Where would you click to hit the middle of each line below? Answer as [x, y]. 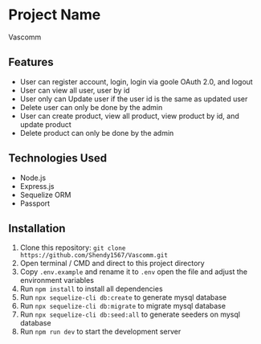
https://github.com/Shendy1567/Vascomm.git [94, 256]
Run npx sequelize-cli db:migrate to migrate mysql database [123, 306]
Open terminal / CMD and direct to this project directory [112, 264]
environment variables [57, 281]
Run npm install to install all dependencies [91, 289]
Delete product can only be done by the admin [97, 133]
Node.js [33, 178]
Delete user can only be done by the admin [91, 107]
